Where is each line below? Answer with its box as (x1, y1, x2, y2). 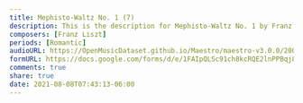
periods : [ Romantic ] (9, 38, 87, 47)
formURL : (9, 55, 42, 64)
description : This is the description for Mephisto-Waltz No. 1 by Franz (9, 21, 293, 30)
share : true (9, 72, 54, 81)
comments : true (9, 64, 67, 73)
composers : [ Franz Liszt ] (9, 30, 106, 39)
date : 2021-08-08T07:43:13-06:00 (9, 80, 135, 89)
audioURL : (9, 47, 47, 56)
